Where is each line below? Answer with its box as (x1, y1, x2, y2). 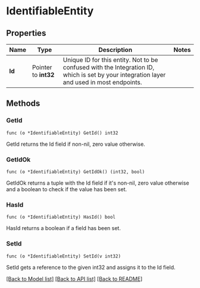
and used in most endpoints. (62, 78, 142, 86)
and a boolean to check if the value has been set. (6, 185, 127, 192)
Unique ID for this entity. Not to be (62, 56, 158, 64)
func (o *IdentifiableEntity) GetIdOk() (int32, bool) (6, 168, 145, 174)
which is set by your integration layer (62, 71, 166, 79)
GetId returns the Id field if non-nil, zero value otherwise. (6, 140, 146, 148)
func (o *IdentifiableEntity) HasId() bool (6, 214, 116, 220)
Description (98, 46, 133, 54)
